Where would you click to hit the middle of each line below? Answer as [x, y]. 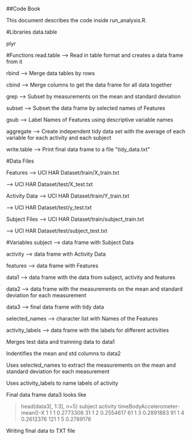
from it [14, 62]
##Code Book [23, 9]
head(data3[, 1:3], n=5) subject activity [69, 406]
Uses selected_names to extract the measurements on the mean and [91, 365]
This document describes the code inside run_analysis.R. [77, 20]
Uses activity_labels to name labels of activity [62, 383]
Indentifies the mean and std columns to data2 [63, 353]
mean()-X [33, 413]
